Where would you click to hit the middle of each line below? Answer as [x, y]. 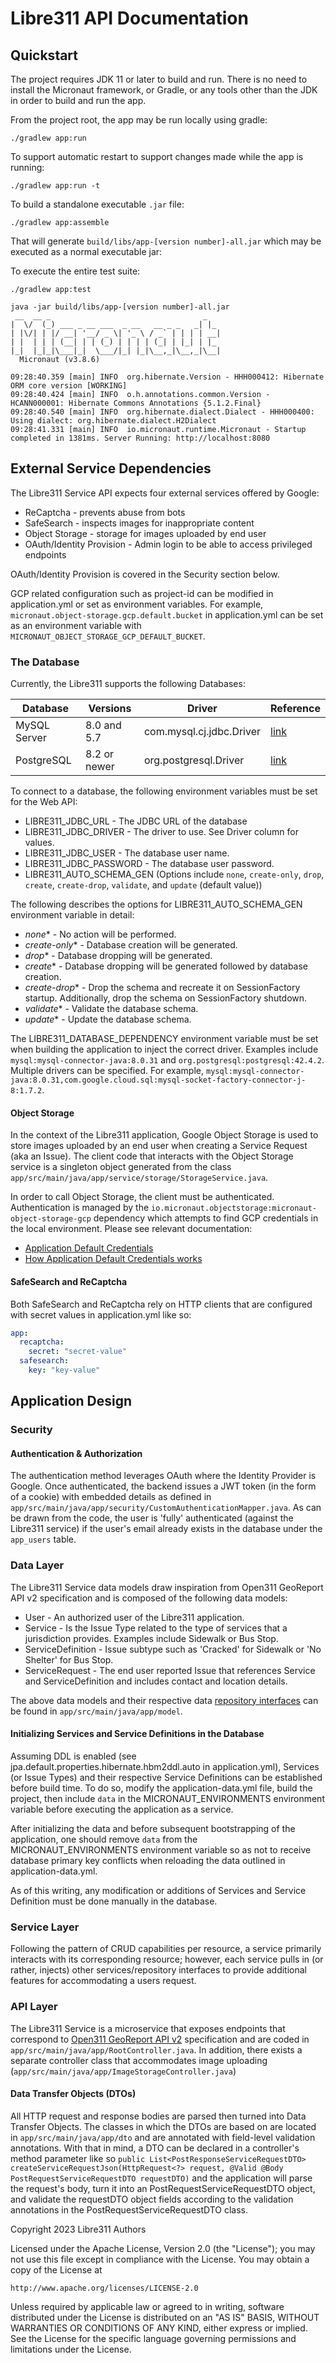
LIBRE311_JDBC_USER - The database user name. [127, 853]
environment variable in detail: [72, 915]
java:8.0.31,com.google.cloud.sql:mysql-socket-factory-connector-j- [158, 1080]
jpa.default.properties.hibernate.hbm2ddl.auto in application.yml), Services [165, 1766]
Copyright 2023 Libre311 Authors [78, 2229]
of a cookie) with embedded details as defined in [111, 1497]
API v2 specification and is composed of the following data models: [149, 1598]
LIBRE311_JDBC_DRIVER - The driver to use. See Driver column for [161, 832]
